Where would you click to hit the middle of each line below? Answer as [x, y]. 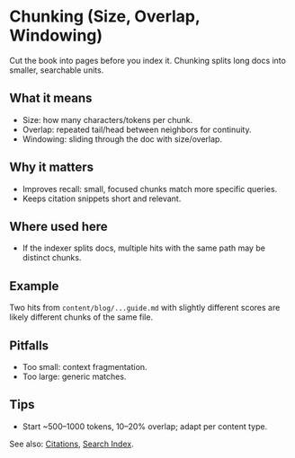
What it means [51, 98]
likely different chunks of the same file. [81, 317]
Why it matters [52, 167]
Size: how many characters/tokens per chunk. [107, 119]
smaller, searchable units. [57, 70]
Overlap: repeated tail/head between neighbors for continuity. [137, 129]
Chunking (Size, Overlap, [105, 17]
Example [34, 286]
